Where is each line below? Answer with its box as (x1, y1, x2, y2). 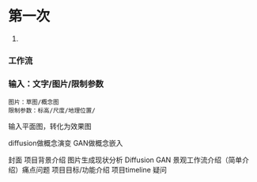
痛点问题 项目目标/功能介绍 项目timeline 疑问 (21, 165, 168, 175)
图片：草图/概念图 (8, 98, 59, 107)
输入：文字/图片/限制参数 (8, 78, 104, 89)
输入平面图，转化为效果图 (8, 122, 92, 131)
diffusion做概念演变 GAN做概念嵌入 (8, 138, 123, 148)
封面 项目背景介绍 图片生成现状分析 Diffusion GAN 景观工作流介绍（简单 (8, 155, 243, 165)
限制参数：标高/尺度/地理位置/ (8, 107, 96, 115)
